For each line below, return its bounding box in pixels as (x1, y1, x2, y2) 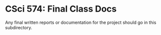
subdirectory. (5, 24, 33, 30)
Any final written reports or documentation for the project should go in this (5, 19, 157, 25)
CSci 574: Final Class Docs (5, 3, 117, 15)
